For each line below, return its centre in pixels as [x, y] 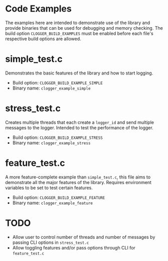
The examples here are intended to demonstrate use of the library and [78, 23]
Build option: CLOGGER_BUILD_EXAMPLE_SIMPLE [57, 82]
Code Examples [38, 9]
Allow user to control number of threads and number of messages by [84, 237]
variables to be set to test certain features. [49, 188]
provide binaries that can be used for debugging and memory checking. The [84, 28]
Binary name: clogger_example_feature [52, 203]
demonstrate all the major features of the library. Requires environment [78, 182]
